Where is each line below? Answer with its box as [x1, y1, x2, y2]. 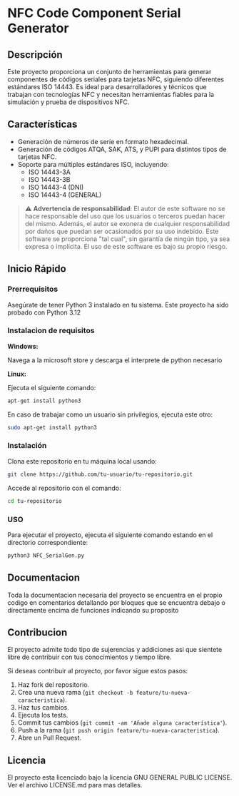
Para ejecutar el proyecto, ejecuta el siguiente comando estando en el [7, 530, 213, 539]
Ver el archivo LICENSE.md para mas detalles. [7, 781, 143, 790]
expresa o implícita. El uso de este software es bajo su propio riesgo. [24, 242, 228, 250]
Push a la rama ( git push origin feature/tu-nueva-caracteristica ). [17, 726, 220, 735]
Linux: [7, 369, 26, 378]
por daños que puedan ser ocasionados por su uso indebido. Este [24, 227, 219, 235]
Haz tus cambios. [17, 703, 69, 712]
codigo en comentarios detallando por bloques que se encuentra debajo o [7, 598, 226, 607]
